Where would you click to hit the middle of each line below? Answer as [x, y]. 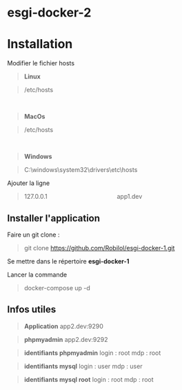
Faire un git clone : [33, 235]
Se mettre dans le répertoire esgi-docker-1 [68, 261]
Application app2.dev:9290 [63, 326]
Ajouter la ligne [29, 183]
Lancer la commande [37, 274]
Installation [40, 44]
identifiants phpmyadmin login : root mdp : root [92, 353]
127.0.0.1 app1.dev [83, 197]
